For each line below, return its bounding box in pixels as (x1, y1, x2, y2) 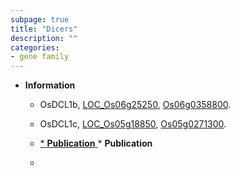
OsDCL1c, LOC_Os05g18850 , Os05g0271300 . (39, 118, 227, 130)
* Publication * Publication (39, 137, 153, 150)
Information (24, 79, 76, 91)
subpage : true (10, 14, 70, 25)
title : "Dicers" (10, 24, 78, 34)
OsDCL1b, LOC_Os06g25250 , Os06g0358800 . (39, 99, 232, 111)
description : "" (10, 33, 78, 43)
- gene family (10, 52, 70, 62)
